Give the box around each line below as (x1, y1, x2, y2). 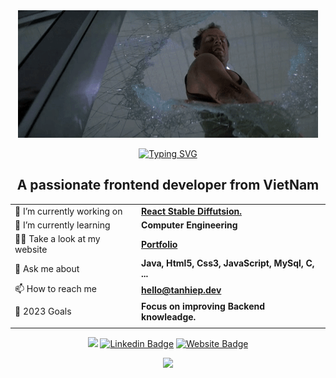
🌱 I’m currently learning (14, 219, 111, 231)
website (14, 244, 48, 256)
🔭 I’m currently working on (14, 205, 123, 217)
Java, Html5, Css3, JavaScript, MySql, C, (141, 257, 315, 269)
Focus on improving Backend (141, 300, 266, 312)
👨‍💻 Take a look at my (14, 233, 101, 245)
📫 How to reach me (14, 282, 97, 294)
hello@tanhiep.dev (141, 284, 222, 296)
